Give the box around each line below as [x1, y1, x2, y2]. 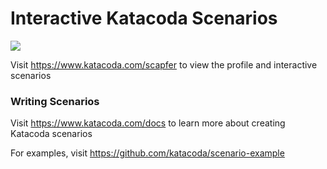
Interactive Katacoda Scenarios [10, 7, 278, 30]
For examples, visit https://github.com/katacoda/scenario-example [10, 147, 285, 159]
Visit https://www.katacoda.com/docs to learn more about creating [10, 117, 286, 129]
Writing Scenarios [10, 94, 100, 108]
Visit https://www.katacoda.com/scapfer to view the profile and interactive [10, 58, 318, 71]
